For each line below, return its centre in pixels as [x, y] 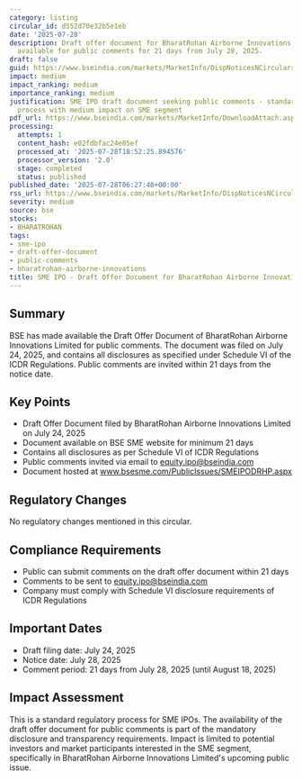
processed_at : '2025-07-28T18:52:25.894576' [102, 151]
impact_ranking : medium [54, 85]
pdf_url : [26, 118]
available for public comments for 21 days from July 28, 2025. [140, 51]
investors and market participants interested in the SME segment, [130, 748]
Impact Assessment [67, 698]
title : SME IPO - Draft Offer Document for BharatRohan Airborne [134, 277]
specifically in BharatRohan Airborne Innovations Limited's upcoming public [149, 757]
